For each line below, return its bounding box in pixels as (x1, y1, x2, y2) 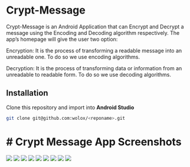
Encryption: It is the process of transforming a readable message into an (6, 47, 182, 54)
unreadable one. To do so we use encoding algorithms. (6, 53, 140, 60)
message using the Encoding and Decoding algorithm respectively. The (6, 29, 180, 36)
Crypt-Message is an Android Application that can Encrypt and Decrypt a (6, 23, 184, 30)
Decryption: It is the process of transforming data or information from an (6, 64, 182, 71)
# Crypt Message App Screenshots (6, 135, 182, 148)
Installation (6, 88, 48, 98)
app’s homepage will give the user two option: (6, 35, 118, 42)
